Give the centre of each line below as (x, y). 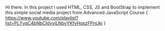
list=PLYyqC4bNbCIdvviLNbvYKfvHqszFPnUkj (54, 23)
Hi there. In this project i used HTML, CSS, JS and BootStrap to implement (82, 7)
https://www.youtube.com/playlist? (42, 18)
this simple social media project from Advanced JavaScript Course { (77, 12)
